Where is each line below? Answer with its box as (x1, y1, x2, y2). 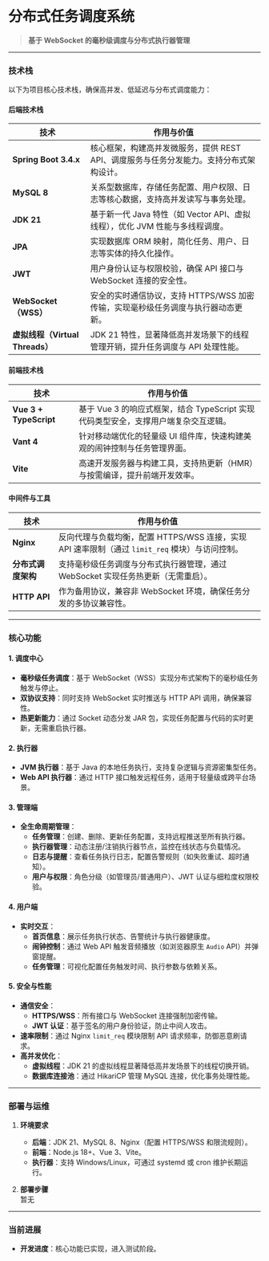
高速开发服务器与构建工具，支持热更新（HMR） (78, 457, 254, 468)
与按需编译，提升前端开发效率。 (78, 469, 199, 480)
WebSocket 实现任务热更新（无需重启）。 (58, 570, 212, 582)
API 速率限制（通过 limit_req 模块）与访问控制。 (58, 543, 243, 554)
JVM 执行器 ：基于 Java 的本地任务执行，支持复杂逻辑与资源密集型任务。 (19, 762, 261, 772)
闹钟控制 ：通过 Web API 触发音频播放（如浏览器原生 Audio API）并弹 (31, 941, 259, 951)
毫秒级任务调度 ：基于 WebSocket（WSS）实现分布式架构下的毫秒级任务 (19, 672, 259, 683)
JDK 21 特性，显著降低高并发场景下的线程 (90, 329, 250, 341)
